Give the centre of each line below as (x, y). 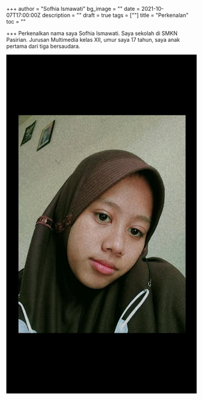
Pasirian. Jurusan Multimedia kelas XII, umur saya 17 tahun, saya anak (93, 40)
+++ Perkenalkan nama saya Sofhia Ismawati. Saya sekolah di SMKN (92, 33)
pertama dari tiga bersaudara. (43, 46)
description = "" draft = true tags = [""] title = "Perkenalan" (115, 15)
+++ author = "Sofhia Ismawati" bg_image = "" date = (73, 9)
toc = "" (16, 21)
